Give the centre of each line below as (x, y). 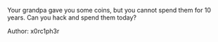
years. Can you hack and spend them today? (72, 17)
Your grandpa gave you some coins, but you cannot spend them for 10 (109, 10)
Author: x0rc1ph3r (33, 31)
